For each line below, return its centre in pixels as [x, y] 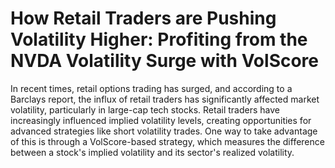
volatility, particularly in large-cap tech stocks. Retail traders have [145, 109]
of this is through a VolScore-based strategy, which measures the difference [167, 141]
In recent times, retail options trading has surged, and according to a [151, 88]
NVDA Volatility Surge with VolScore [165, 61]
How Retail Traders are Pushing [143, 18]
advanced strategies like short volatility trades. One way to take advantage [164, 131]
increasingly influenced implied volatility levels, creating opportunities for [161, 120]
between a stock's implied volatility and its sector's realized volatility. [152, 152]
